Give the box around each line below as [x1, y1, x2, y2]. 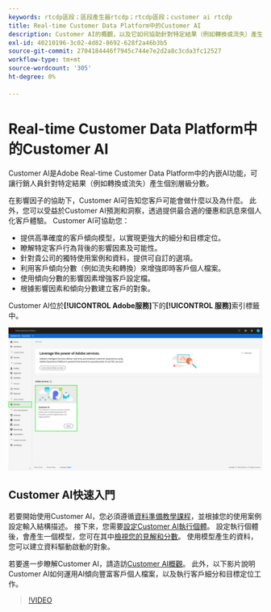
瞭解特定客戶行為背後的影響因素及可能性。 [19, 243, 162, 252]
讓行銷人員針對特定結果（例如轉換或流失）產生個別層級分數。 [8, 178, 214, 188]
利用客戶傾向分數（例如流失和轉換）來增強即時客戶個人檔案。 [19, 263, 226, 272]
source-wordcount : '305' [8, 65, 92, 73]
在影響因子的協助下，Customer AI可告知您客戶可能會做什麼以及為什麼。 [8, 195, 248, 205]
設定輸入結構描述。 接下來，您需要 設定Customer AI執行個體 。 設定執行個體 [8, 521, 259, 531]
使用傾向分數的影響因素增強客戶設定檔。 [19, 273, 155, 283]
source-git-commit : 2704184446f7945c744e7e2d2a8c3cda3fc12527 [8, 47, 222, 56]
